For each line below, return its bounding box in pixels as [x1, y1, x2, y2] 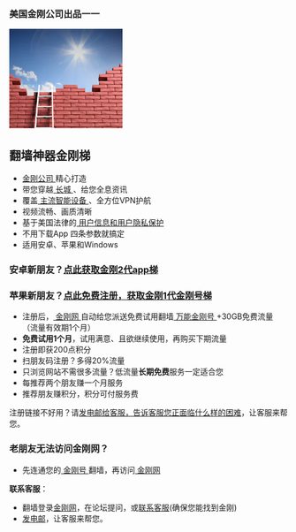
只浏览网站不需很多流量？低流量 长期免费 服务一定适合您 [21, 367, 224, 377]
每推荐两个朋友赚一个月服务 [21, 377, 124, 388]
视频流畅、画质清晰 [21, 206, 93, 217]
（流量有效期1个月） [21, 323, 95, 333]
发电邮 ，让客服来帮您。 [21, 513, 108, 523]
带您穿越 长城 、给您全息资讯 [21, 184, 128, 195]
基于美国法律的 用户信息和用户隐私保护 [21, 217, 164, 228]
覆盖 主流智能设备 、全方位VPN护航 [21, 195, 152, 206]
